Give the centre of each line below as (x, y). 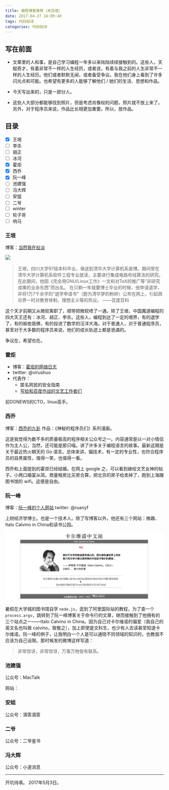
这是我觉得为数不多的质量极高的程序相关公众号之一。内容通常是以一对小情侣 (84, 439)
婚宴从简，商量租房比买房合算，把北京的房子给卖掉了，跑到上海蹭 (95, 475)
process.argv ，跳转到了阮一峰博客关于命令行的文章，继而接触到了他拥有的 (82, 615)
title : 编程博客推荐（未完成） (34, 11)
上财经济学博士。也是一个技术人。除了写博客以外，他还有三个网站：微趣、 (82, 518)
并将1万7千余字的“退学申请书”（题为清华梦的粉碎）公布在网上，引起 (88, 294)
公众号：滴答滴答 (23, 714)
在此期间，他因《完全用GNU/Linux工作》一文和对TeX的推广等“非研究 (89, 281)
